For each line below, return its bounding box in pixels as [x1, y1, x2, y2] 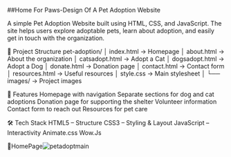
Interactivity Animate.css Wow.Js [7, 129, 102, 137]
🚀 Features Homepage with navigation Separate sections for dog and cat [7, 90, 214, 98]
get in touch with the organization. [7, 34, 105, 42]
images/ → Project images [7, 77, 82, 85]
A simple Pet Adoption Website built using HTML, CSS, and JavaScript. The [7, 19, 222, 27]
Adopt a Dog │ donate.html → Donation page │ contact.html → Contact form [7, 62, 225, 70]
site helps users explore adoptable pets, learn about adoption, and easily [7, 27, 214, 35]
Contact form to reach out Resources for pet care [7, 105, 148, 113]
